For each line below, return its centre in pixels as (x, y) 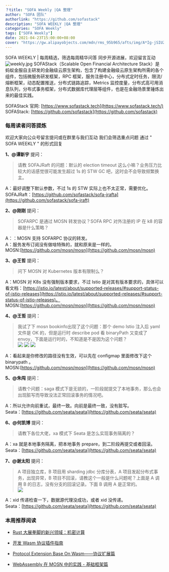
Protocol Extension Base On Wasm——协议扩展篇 (64, 554)
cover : (12, 43)
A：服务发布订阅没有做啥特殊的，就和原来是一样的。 (60, 245)
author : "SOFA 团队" (26, 15)
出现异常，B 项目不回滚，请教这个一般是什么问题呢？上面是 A (90, 478)
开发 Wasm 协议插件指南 (38, 543)
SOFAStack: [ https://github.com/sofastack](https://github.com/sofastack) (81, 112)
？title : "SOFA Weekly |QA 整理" (39, 10)
